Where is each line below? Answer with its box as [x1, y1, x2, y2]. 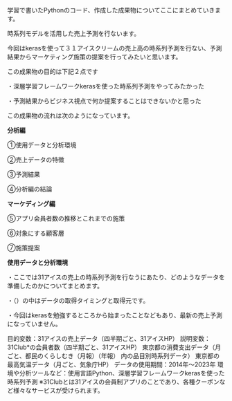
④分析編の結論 [7, 185, 53, 193]
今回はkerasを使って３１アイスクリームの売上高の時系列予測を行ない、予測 [7, 44, 222, 52]
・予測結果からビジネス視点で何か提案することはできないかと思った [7, 97, 202, 105]
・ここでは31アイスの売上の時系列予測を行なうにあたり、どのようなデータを [7, 273, 225, 281]
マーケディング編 [7, 200, 55, 207]
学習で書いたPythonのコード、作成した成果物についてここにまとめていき [7, 6, 215, 14]
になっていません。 [7, 320, 62, 328]
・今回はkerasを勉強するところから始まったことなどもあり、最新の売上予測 [7, 311, 223, 319]
